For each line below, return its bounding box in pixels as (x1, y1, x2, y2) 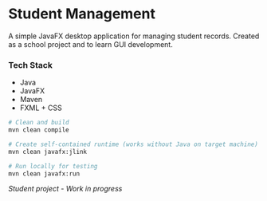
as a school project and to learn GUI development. (8, 39, 173, 49)
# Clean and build (8, 119, 69, 127)
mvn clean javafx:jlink (8, 148, 88, 156)
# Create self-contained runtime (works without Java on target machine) (8, 140, 259, 148)
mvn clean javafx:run (8, 169, 80, 178)
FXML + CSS (19, 103, 62, 112)
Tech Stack (8, 59, 53, 70)
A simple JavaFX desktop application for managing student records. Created (8, 31, 260, 41)
